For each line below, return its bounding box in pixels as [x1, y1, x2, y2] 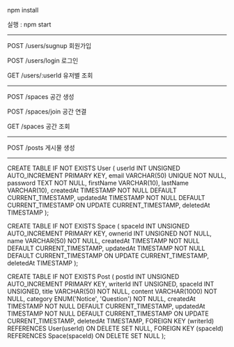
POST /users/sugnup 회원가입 [7, 42, 92, 49]
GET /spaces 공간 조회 [7, 122, 70, 130]
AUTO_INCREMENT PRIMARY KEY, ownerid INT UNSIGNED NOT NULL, [7, 229, 212, 238]
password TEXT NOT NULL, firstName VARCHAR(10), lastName [7, 179, 189, 187]
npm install [7, 6, 39, 14]
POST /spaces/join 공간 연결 [7, 107, 87, 116]
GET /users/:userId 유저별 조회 [7, 71, 93, 79]
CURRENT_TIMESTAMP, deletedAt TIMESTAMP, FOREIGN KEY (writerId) [7, 317, 214, 325]
